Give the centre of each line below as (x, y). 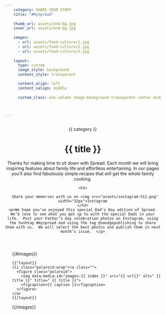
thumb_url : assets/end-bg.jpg (45, 24)
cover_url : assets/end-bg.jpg (45, 28)
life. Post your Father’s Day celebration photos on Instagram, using (83, 219)
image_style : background (43, 70)
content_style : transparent (47, 75)
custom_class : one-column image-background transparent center (84, 98)
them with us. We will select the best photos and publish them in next (83, 227)
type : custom (31, 65)
